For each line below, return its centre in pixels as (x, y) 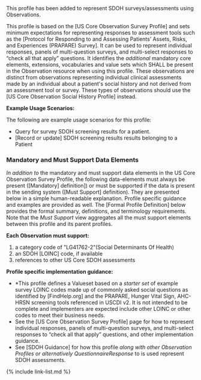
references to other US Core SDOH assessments (75, 260)
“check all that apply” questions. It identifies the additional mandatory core (99, 58)
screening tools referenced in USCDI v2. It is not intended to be (109, 302)
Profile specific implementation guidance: (60, 272)
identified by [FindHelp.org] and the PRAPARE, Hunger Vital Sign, (95, 296)
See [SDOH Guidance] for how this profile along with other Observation (103, 348)
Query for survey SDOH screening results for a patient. (83, 131)
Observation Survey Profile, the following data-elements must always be (96, 179)
